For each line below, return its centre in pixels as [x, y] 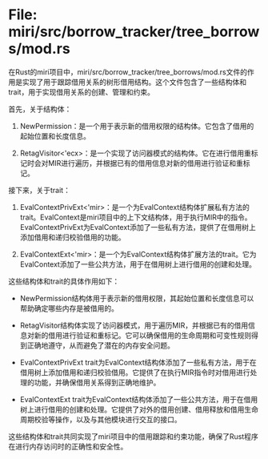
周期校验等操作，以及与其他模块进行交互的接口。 [100, 419]
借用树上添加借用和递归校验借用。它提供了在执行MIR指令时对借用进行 [135, 372]
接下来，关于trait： [39, 190]
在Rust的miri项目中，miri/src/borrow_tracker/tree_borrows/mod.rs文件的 [128, 72]
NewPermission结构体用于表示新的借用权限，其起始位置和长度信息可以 [137, 298]
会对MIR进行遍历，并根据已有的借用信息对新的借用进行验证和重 [139, 163]
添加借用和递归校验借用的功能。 [72, 237]
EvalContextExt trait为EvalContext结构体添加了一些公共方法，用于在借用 [139, 399]
